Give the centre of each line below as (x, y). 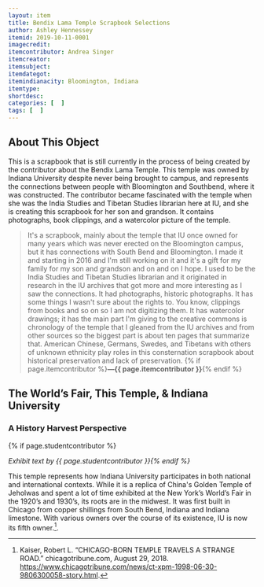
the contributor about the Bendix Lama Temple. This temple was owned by (129, 169)
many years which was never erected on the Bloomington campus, (135, 243)
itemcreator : (29, 60)
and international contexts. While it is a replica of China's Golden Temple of (130, 484)
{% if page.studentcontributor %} (62, 445)
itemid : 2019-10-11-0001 (49, 37)
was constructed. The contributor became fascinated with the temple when (130, 194)
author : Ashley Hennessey (50, 30)
